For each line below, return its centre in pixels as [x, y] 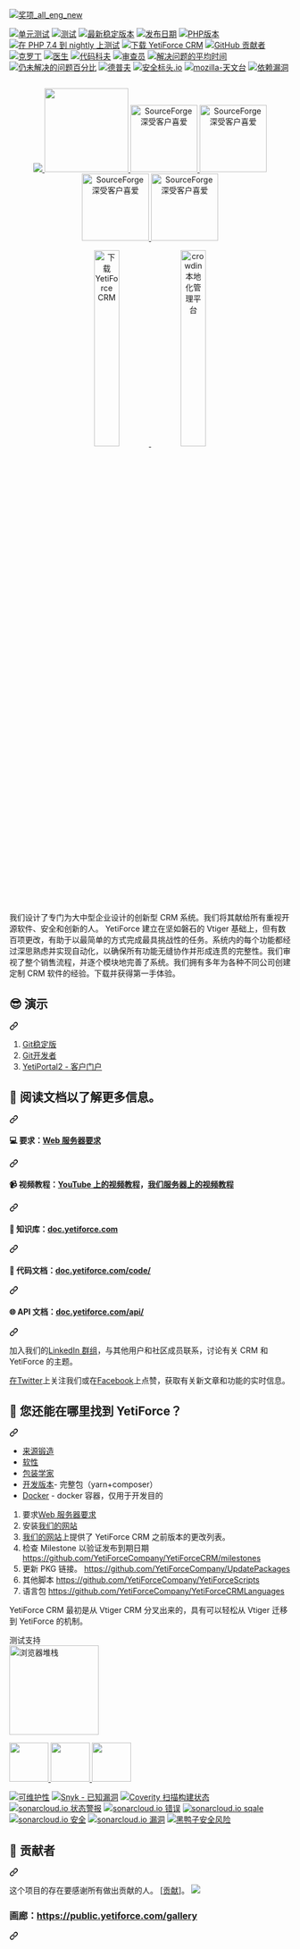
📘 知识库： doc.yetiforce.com [64, 1229]
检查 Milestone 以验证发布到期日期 [85, 1548]
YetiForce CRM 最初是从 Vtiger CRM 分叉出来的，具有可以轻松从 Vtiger [140, 1610]
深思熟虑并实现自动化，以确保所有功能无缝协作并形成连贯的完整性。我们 [150, 951]
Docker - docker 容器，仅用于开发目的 [92, 1496]
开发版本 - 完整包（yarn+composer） [90, 1484]
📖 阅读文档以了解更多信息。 [85, 1098]
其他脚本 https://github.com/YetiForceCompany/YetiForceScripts [141, 1580]
